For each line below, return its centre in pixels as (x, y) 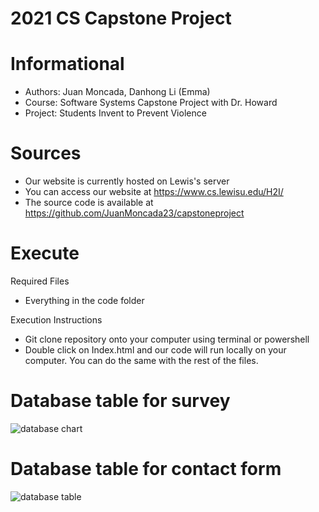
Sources (46, 153)
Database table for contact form (146, 469)
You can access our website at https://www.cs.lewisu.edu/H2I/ (154, 192)
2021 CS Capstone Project (121, 18)
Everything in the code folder (84, 300)
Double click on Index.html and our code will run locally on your (155, 350)
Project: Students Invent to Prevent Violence (115, 113)
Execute (45, 253)
